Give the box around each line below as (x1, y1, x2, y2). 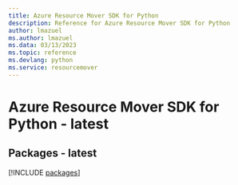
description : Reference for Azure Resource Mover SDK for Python (8, 19, 230, 27)
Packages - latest (8, 147, 97, 160)
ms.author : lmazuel (8, 33, 73, 42)
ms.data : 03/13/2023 (8, 41, 77, 49)
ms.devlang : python (8, 57, 73, 65)
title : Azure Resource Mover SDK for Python (8, 11, 159, 20)
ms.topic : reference (8, 49, 77, 57)
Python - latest (8, 115, 109, 132)
